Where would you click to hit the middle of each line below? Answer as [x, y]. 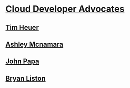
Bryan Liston [26, 78]
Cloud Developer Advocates [65, 9]
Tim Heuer [22, 27]
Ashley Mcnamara [34, 44]
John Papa [22, 62]
